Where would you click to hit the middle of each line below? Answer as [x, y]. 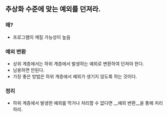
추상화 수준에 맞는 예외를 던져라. [53, 9]
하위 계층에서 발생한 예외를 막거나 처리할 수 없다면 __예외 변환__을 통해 [83, 103]
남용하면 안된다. [28, 70]
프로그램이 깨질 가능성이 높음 [41, 37]
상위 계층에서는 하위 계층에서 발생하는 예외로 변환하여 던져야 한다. [78, 63]
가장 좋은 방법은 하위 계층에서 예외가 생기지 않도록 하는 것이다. [75, 76]
